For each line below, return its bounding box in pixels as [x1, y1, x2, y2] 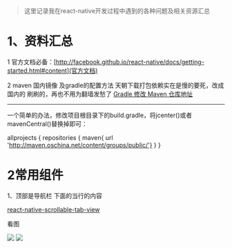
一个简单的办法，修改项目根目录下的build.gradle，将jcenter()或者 [7, 111, 192, 119]
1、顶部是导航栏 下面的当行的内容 [7, 191, 102, 200]
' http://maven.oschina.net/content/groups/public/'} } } [7, 141, 161, 149]
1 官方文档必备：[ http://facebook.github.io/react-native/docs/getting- [7, 57, 205, 66]
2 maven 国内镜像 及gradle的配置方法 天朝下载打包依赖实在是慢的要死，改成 [7, 81, 224, 89]
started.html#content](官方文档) [7, 66, 98, 75]
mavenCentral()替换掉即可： [7, 119, 88, 127]
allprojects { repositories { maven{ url [7, 133, 113, 141]
